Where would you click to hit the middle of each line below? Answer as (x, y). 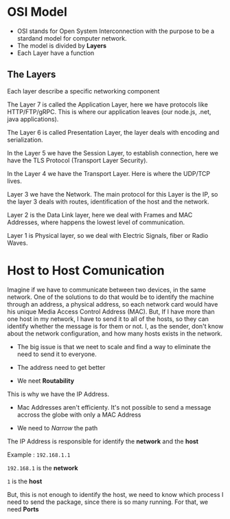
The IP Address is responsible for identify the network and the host (103, 441)
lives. (14, 181)
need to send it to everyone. (57, 354)
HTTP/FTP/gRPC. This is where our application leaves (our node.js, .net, (109, 111)
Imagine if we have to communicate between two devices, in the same (106, 289)
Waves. (18, 243)
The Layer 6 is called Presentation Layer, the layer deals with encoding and (113, 132)
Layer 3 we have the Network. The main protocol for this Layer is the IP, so (113, 194)
